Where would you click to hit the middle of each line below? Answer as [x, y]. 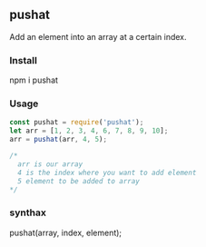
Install [24, 60]
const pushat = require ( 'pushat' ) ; [77, 123]
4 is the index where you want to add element [107, 173]
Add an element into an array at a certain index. [98, 36]
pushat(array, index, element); [66, 232]
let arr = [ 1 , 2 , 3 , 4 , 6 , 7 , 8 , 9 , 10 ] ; [89, 131]
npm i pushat [34, 80]
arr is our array [50, 164]
